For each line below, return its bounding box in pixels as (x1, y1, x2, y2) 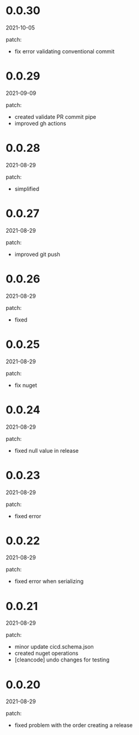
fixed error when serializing (14, 578, 84, 585)
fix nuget (14, 381, 37, 389)
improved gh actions (14, 119, 66, 127)
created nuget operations (14, 650, 79, 657)
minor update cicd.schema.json (14, 643, 94, 650)
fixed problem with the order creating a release (14, 722, 133, 729)
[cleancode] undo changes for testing (14, 656, 110, 663)
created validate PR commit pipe (14, 113, 96, 120)
